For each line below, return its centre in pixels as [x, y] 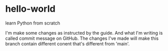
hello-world [31, 9]
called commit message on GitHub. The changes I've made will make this [82, 38]
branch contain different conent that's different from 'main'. [67, 43]
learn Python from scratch [33, 23]
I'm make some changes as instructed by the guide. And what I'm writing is [84, 33]
